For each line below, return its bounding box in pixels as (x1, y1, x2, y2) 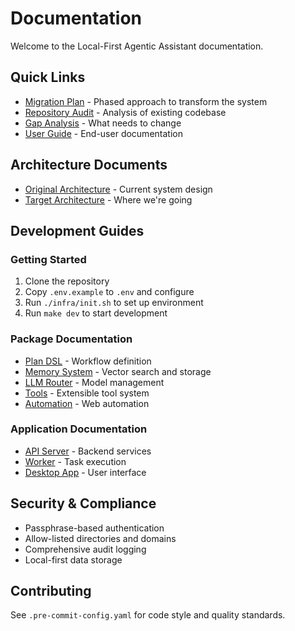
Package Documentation (10, 332, 133, 346)
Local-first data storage (24, 553, 123, 566)
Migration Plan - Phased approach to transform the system (24, 95, 268, 107)
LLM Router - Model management (24, 376, 165, 388)
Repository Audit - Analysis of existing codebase (24, 106, 227, 118)
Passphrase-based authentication (24, 522, 165, 534)
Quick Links (10, 69, 86, 86)
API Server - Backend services (24, 445, 152, 457)
